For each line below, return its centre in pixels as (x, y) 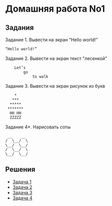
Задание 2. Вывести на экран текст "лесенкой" (56, 58)
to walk (40, 77)
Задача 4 (22, 198)
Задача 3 (22, 192)
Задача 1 (22, 182)
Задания (20, 28)
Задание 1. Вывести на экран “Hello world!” (52, 40)
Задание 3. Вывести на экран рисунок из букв (55, 86)
